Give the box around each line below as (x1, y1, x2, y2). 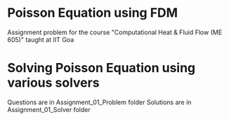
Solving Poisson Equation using (7, 60, 196, 76)
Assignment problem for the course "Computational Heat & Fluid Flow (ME (7, 28, 223, 36)
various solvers (7, 75, 100, 91)
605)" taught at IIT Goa (7, 35, 74, 43)
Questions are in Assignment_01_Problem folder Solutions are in (7, 98, 192, 106)
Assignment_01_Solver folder (7, 105, 91, 113)
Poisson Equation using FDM (7, 5, 178, 21)
